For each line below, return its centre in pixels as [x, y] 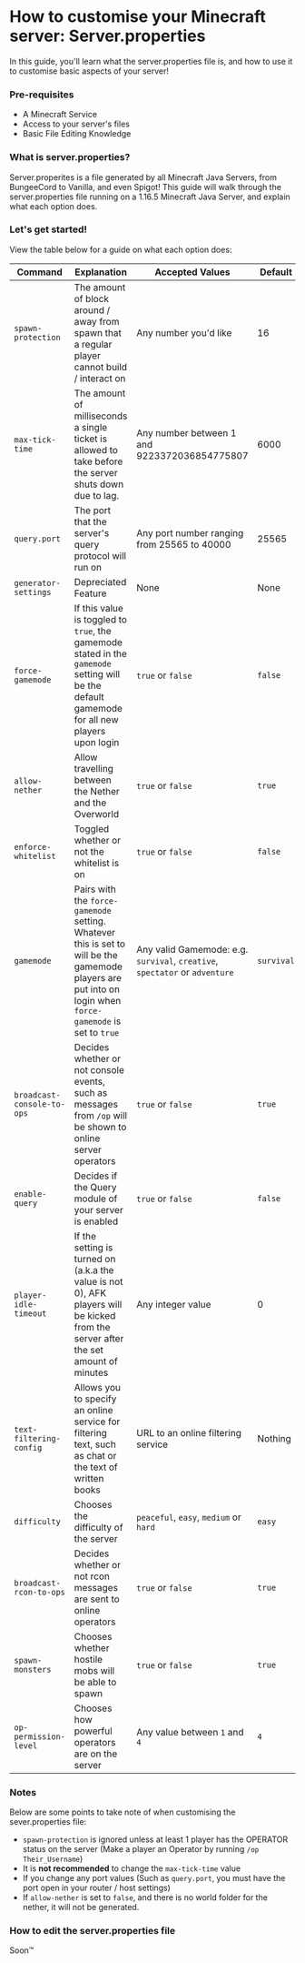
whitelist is [97, 863]
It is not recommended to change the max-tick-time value [132, 1868]
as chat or [95, 1455]
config [28, 1447]
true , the [93, 631]
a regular [93, 344]
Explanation [100, 272]
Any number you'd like [184, 332]
